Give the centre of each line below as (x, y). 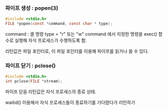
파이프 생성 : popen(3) (32, 8)
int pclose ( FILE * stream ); (34, 81)
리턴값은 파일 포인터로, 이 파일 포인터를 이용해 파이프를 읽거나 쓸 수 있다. (77, 51)
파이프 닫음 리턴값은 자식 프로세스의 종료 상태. (51, 92)
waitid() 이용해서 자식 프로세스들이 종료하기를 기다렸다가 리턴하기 (70, 102)
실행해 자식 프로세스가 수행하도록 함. (51, 40)
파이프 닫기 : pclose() (31, 66)
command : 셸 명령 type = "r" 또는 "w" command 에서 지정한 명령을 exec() (81, 34)
